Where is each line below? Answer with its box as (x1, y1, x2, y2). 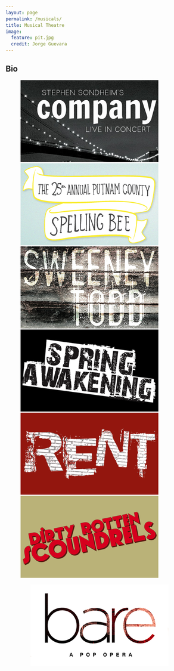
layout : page (5, 10, 38, 16)
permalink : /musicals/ (5, 16, 62, 22)
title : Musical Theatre (5, 22, 65, 28)
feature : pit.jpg (11, 35, 54, 41)
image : (5, 29, 22, 35)
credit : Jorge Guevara (11, 41, 67, 47)
